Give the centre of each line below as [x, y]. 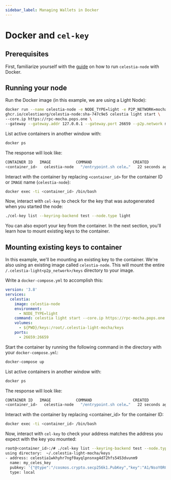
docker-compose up [25, 362]
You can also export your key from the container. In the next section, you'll [83, 226]
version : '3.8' [21, 290]
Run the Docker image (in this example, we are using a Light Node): [76, 100]
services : [16, 294]
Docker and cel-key [47, 35]
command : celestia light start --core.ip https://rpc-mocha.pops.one [90, 318]
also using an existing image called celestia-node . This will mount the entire [85, 265]
